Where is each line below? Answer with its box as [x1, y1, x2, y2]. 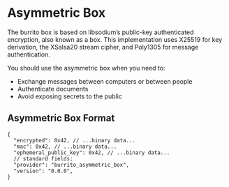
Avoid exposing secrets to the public [17, 92, 122, 100]
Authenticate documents [17, 84, 89, 93]
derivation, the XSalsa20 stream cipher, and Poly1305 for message [7, 43, 199, 51]
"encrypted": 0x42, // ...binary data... [13, 137, 136, 144]
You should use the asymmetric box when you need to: [7, 63, 165, 72]
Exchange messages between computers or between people [17, 77, 193, 85]
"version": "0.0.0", [13, 167, 73, 174]
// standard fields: [13, 155, 73, 162]
